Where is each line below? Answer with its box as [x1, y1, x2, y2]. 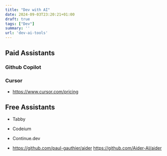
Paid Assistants [5, 49, 55, 57]
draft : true [5, 16, 30, 21]
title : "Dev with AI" [5, 7, 50, 12]
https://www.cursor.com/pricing [12, 88, 78, 95]
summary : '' [5, 26, 30, 31]
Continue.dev [12, 136, 40, 142]
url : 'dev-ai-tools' [5, 30, 48, 35]
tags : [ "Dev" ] [5, 21, 35, 26]
